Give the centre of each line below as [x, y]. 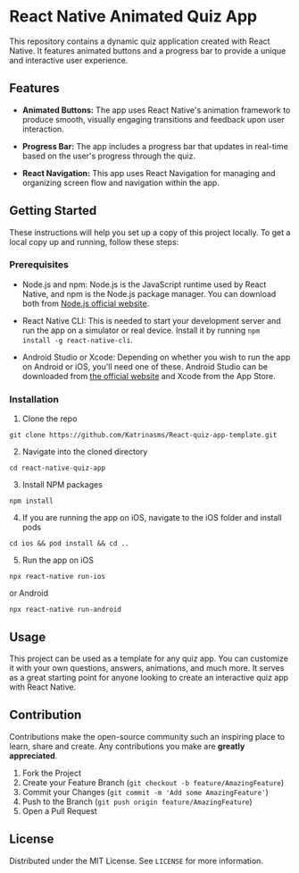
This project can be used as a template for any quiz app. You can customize [149, 658]
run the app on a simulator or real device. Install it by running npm [141, 330]
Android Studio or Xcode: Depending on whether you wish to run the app [156, 357]
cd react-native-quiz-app [57, 468]
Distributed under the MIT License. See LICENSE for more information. [136, 860]
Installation [34, 399]
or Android [29, 593]
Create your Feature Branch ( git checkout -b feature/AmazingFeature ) [153, 782]
